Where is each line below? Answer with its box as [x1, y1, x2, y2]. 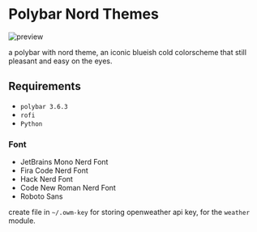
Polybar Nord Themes [8, 5, 160, 24]
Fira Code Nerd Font [19, 165, 89, 175]
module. [8, 216, 36, 226]
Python [19, 119, 43, 128]
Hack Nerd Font [19, 174, 73, 184]
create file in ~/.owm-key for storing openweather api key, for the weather [8, 208, 250, 217]
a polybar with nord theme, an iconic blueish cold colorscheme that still [8, 47, 247, 57]
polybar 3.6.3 [19, 102, 68, 110]
